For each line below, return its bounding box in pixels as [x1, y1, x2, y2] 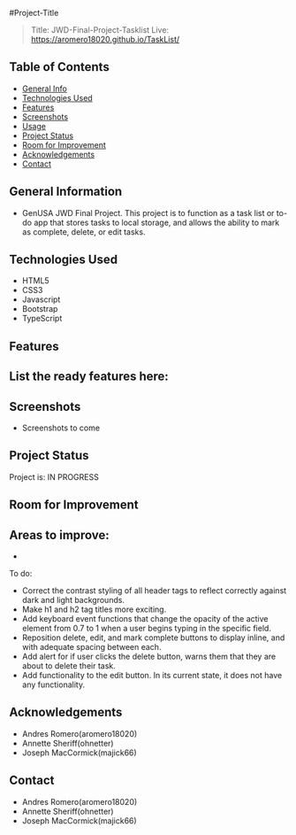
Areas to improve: [9, 527, 110, 543]
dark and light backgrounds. [21, 595, 125, 606]
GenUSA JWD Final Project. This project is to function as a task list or [21, 207, 275, 218]
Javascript [21, 294, 61, 305]
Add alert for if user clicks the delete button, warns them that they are [21, 651, 277, 662]
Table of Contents [9, 59, 110, 74]
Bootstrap [21, 304, 58, 314]
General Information [9, 184, 123, 199]
